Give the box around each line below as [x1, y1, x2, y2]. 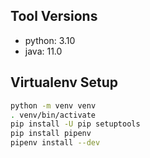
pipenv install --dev [10, 138, 101, 148]
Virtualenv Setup [10, 74, 119, 91]
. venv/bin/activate [10, 110, 97, 120]
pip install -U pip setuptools [10, 119, 141, 129]
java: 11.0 [24, 45, 63, 57]
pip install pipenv [10, 129, 92, 139]
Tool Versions [10, 8, 98, 25]
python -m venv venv [10, 100, 97, 111]
